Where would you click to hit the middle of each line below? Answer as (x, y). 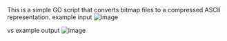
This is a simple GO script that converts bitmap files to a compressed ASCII (114, 10)
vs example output (33, 30)
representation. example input (50, 17)
